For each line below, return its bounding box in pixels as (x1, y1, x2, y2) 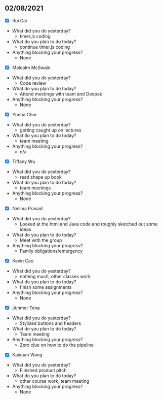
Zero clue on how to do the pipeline (19, 342, 94, 348)
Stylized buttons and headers (19, 320, 81, 326)
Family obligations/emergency (19, 248, 83, 254)
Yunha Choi (12, 111, 36, 117)
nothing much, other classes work (19, 274, 91, 280)
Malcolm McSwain (12, 64, 51, 71)
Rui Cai (12, 17, 27, 23)
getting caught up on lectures (19, 127, 81, 133)
